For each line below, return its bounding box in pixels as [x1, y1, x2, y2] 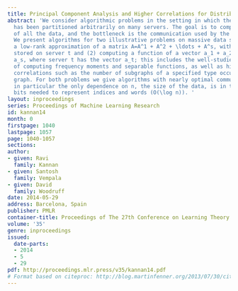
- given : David [7, 181, 52, 188]
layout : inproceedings [7, 96, 74, 103]
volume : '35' [7, 220, 46, 227]
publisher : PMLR [7, 208, 55, 215]
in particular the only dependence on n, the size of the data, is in [13, 83, 227, 90]
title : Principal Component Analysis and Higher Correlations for [7, 10, 208, 18]
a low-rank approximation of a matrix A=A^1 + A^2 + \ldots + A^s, [13, 43, 217, 50]
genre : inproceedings [7, 227, 72, 234]
